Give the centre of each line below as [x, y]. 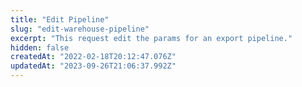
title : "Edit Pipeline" [60, 19]
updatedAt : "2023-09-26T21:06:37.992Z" [93, 66]
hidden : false [40, 47]
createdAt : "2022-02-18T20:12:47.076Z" [93, 57]
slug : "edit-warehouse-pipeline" [80, 29]
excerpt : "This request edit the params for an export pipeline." [151, 38]
